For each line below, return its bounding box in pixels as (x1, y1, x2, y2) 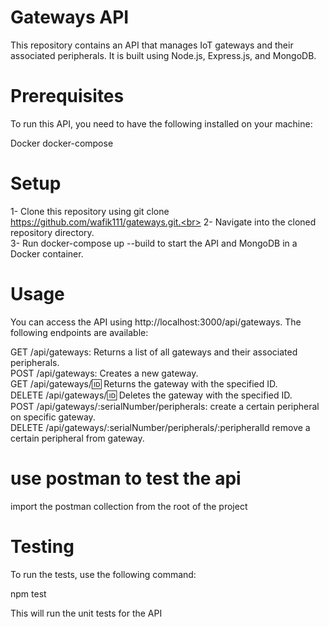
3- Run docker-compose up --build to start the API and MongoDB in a (10, 237, 298, 249)
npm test (10, 587, 47, 600)
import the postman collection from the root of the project (10, 500, 248, 512)
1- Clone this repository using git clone (10, 205, 170, 217)
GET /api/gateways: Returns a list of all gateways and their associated (10, 346, 298, 358)
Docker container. (10, 247, 84, 260)
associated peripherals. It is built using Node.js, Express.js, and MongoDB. (10, 49, 317, 61)
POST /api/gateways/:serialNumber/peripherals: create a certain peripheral (10, 400, 320, 412)
